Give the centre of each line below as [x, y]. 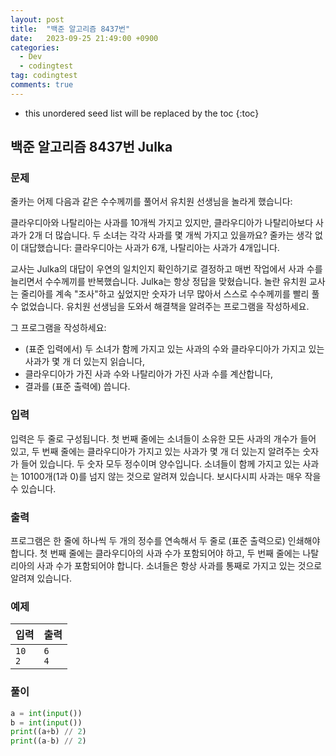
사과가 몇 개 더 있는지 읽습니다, [84, 362]
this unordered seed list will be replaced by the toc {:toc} [142, 113]
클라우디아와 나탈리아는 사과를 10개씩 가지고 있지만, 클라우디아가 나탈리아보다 [162, 223]
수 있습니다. [33, 488]
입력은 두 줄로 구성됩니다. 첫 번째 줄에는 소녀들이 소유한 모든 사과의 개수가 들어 [163, 438]
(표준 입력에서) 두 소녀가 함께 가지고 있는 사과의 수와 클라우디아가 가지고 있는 [174, 349]
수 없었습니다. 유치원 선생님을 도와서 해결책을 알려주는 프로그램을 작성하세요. [160, 307]
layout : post [37, 19]
